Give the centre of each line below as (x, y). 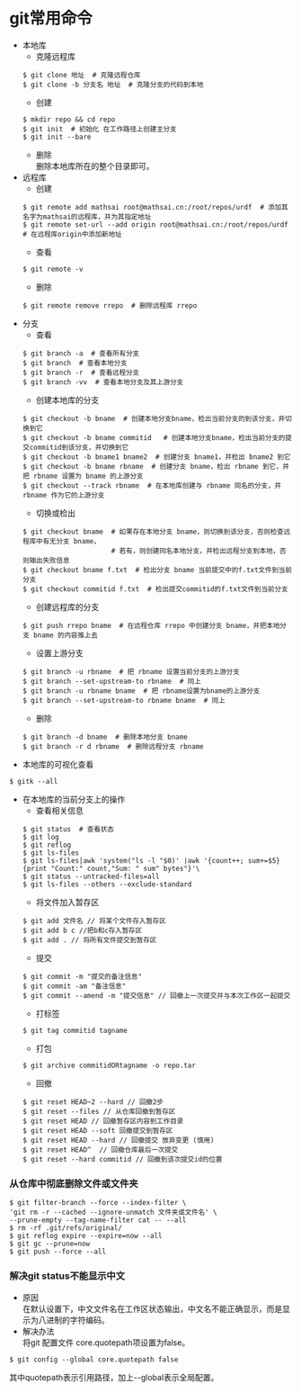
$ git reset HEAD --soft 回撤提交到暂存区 (97, 1130)
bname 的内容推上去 (66, 635)
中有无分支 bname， (68, 541)
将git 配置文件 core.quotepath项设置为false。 (106, 1343)
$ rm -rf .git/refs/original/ (66, 1228)
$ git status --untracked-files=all (91, 876)
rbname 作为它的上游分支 (63, 495)
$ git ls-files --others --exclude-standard (107, 884)
